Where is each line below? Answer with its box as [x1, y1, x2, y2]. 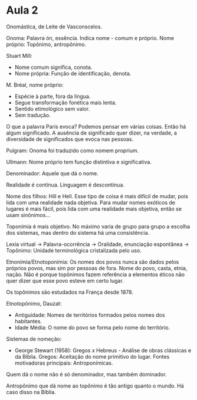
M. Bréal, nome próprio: [6, 81, 64, 88]
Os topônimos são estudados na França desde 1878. [6, 288, 134, 296]
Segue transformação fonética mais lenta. [14, 99, 117, 106]
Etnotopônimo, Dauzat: [6, 300, 62, 307]
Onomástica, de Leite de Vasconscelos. [6, 23, 102, 30]
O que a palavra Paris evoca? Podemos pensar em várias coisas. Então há [6, 123, 186, 130]
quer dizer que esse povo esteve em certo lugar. [6, 277, 124, 284]
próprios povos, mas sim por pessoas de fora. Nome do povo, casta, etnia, [6, 264, 188, 271]
